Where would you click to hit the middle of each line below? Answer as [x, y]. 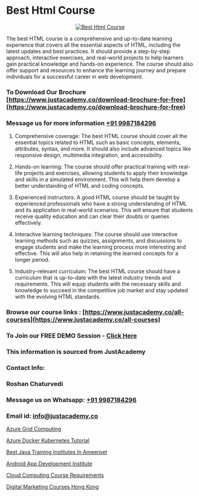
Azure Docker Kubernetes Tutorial [48, 440]
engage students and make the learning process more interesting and [100, 247]
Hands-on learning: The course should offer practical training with [96, 167]
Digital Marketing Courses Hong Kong [53, 486]
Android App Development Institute [49, 463]
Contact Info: [26, 368]
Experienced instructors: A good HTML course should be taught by [97, 197]
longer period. [32, 260]
